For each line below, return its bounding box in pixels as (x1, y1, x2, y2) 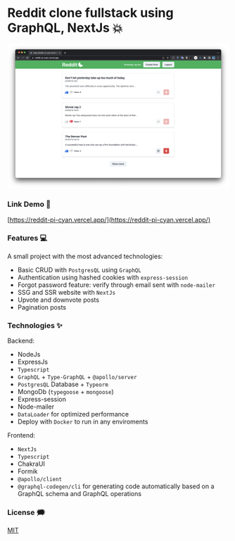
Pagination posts (17, 303, 67, 311)
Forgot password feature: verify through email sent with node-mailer (17, 280, 216, 289)
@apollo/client (17, 476, 63, 483)
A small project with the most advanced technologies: (7, 252, 163, 260)
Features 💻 (7, 234, 48, 243)
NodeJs (17, 350, 41, 359)
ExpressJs (17, 357, 48, 367)
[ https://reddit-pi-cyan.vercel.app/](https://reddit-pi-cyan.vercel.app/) (7, 215, 211, 224)
